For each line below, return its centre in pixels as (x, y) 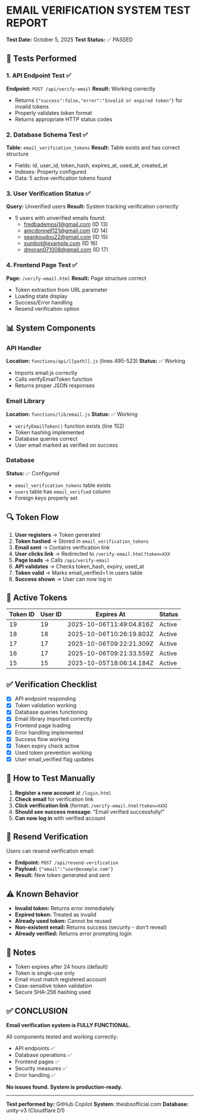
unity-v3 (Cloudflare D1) (36, 1110)
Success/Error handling (44, 302)
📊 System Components (51, 328)
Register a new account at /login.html (63, 792)
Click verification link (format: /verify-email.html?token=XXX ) (91, 805)
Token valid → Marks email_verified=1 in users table (79, 573)
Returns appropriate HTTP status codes (63, 119)
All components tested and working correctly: (62, 1037)
